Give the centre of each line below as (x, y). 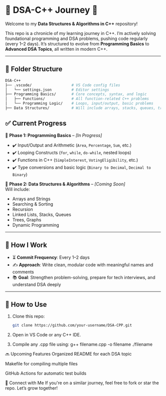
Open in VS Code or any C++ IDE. (47, 335)
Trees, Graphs (27, 219)
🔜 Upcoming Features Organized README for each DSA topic (68, 354)
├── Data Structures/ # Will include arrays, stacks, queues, (80, 108)
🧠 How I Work (26, 245)
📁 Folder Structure (34, 69)
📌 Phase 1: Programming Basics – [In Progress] (54, 135)
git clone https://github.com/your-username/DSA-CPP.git (72, 325)
